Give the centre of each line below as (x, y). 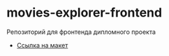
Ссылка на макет (42, 45)
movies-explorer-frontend (84, 13)
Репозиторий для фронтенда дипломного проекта (81, 32)
